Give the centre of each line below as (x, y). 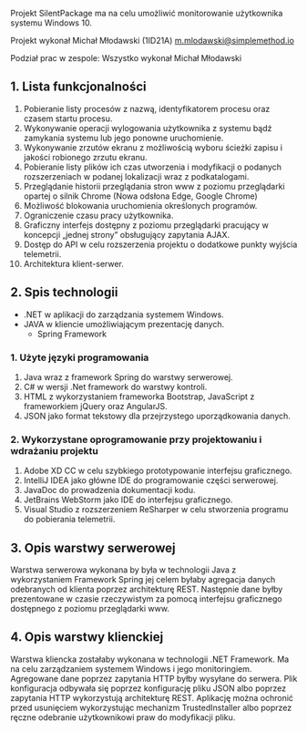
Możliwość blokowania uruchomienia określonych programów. (140, 205)
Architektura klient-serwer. (73, 263)
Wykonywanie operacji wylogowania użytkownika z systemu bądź (148, 128)
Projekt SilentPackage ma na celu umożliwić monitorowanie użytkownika (147, 13)
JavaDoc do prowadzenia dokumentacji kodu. (109, 490)
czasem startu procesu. (68, 119)
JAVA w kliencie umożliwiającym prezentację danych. (124, 324)
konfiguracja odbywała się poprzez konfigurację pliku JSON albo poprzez (148, 688)
